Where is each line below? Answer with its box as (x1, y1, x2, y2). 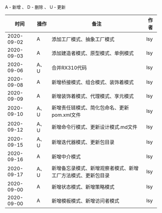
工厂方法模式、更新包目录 (51, 172, 110, 179)
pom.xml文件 (51, 112, 81, 118)
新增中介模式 (51, 153, 81, 160)
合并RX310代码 (51, 64, 87, 71)
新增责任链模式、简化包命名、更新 (51, 105, 129, 111)
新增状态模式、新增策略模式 (51, 183, 115, 190)
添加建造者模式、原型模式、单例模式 (51, 50, 134, 57)
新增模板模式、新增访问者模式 (51, 198, 120, 204)
